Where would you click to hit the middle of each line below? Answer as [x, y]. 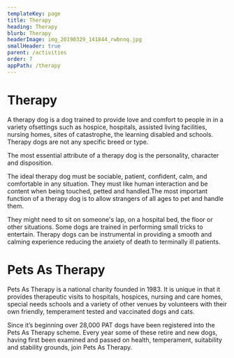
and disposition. [30, 163]
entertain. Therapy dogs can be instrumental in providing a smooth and [109, 234]
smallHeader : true [34, 46]
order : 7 [20, 59]
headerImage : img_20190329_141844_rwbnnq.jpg [74, 40]
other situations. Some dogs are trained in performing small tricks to [105, 227]
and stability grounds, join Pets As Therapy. [70, 347]
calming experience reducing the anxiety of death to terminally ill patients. [114, 241]
